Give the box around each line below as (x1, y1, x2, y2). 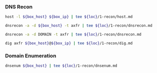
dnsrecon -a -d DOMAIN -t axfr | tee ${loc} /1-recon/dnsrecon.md (5, 32, 141, 37)
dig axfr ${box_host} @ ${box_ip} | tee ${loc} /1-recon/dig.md (5, 40, 133, 46)
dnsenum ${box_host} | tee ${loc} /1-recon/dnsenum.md (5, 63, 118, 69)
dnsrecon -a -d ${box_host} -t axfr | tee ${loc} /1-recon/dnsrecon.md (5, 23, 153, 28)
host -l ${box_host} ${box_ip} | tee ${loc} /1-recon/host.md (5, 15, 133, 19)
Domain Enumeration (5, 52, 56, 59)
